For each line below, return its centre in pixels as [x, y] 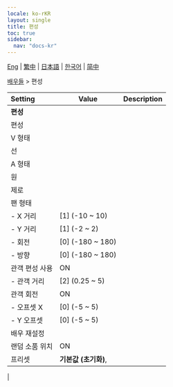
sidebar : [20, 40]
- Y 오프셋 [27, 320]
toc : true [21, 33]
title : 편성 [23, 26]
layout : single [29, 20]
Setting [23, 99]
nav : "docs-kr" [35, 46]
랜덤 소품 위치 [32, 346]
